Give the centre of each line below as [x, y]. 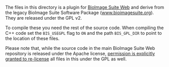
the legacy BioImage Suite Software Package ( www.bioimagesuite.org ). [80, 13]
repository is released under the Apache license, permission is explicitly [80, 53]
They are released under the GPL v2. [44, 18]
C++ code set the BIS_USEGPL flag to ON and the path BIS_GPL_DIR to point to [83, 33]
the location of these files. [32, 38]
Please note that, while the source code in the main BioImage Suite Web [80, 48]
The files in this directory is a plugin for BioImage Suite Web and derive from [85, 7]
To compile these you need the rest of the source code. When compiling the [85, 28]
